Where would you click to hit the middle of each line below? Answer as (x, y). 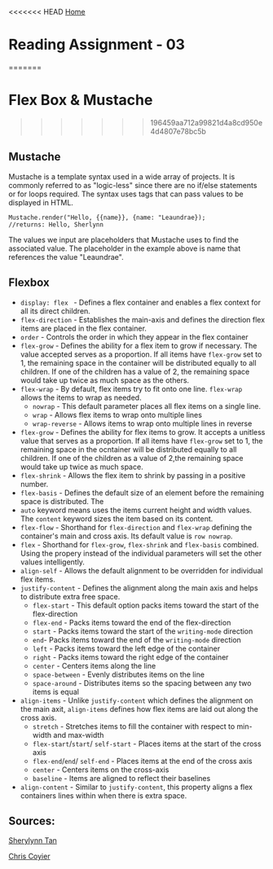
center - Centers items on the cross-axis (101, 770)
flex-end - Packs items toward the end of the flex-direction (132, 622)
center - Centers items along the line (94, 665)
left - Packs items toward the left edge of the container (126, 648)
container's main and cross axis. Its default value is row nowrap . (126, 536)
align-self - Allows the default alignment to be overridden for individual (141, 570)
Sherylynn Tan (33, 840)
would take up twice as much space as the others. (105, 380)
